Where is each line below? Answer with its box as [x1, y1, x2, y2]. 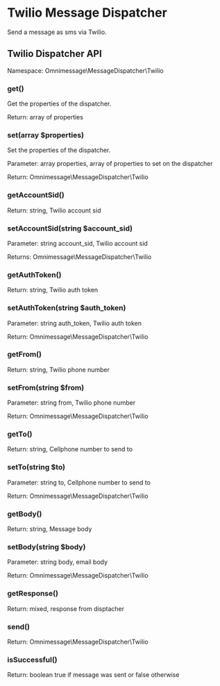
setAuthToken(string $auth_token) [7, 303, 126, 313]
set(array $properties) [7, 130, 85, 140]
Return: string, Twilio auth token [7, 286, 99, 294]
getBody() [7, 509, 42, 519]
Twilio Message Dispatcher [7, 5, 168, 21]
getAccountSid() [7, 190, 65, 200]
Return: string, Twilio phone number [7, 365, 110, 374]
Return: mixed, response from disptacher [7, 604, 125, 612]
